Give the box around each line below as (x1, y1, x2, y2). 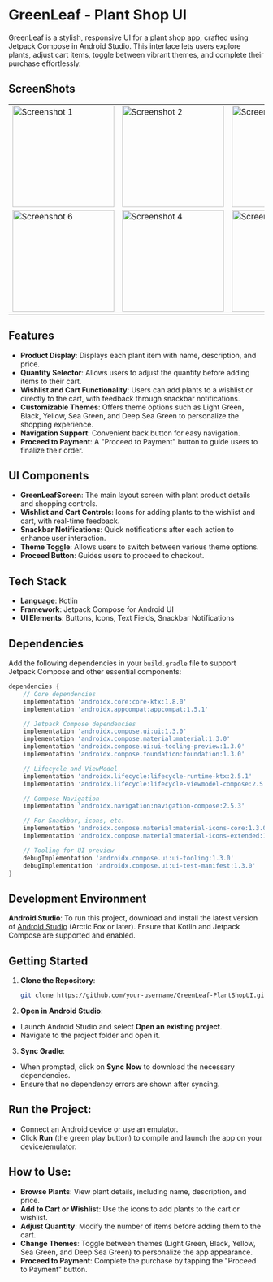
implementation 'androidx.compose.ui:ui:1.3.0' (23, 727, 187, 736)
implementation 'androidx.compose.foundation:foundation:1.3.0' (23, 750, 245, 758)
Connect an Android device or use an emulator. (19, 1124, 179, 1134)
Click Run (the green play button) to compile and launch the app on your (19, 1133, 262, 1142)
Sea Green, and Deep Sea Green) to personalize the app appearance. (19, 1247, 253, 1257)
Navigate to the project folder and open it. (19, 1030, 161, 1040)
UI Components (8, 469, 89, 483)
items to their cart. (19, 376, 82, 386)
